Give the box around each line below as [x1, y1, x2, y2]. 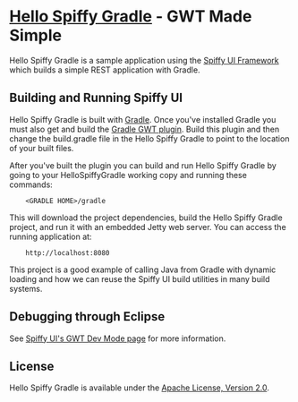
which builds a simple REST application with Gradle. [9, 64, 200, 75]
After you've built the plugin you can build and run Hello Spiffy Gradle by [9, 159, 277, 171]
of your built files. [9, 142, 74, 153]
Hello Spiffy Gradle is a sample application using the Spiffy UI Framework [9, 55, 279, 65]
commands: [9, 179, 54, 190]
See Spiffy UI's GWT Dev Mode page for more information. [9, 333, 226, 344]
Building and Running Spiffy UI [9, 90, 183, 106]
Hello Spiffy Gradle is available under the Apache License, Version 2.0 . [9, 382, 270, 393]
